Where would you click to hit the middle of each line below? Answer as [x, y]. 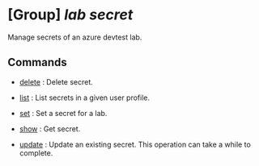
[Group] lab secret [70, 15]
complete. [36, 153]
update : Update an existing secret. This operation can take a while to [135, 144]
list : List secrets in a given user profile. [85, 98]
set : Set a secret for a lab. [63, 113]
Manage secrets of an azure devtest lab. [75, 37]
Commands [38, 62]
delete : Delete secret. [56, 81]
